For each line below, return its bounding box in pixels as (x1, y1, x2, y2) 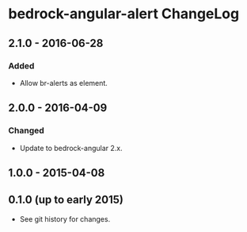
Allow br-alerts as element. (19, 78, 108, 87)
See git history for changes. (19, 214, 111, 223)
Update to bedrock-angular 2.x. (19, 143, 123, 153)
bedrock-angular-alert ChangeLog (8, 5, 240, 23)
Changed (8, 125, 45, 136)
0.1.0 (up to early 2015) (8, 193, 124, 207)
